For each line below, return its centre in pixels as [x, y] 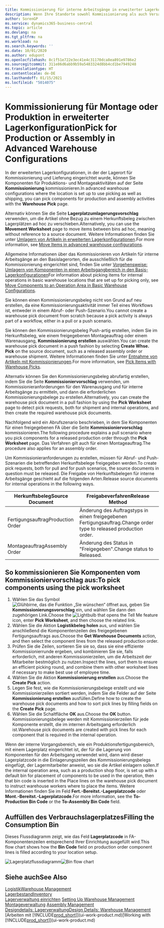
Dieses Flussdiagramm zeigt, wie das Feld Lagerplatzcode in [67, 837]
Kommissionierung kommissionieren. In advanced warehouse [67, 188]
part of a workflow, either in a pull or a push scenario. [59, 321]
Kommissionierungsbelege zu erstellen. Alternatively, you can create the [77, 397]
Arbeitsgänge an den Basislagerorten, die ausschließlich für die [69, 259]
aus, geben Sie [134, 605]
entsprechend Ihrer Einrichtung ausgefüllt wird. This [98, 842]
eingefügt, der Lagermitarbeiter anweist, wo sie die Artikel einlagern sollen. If [82, 765]
